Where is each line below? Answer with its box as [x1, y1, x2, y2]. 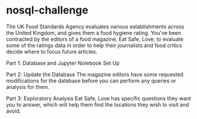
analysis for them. [6, 83, 50, 90]
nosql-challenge [6, 4, 88, 17]
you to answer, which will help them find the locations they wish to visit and [6, 101, 189, 108]
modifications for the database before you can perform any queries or [6, 77, 176, 84]
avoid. [6, 107, 21, 114]
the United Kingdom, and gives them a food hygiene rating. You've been [6, 29, 182, 36]
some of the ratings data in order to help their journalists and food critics [6, 42, 182, 49]
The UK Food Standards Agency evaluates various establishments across [6, 23, 185, 30]
